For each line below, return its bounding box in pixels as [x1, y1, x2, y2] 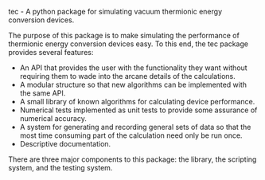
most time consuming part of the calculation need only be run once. [19, 131, 243, 140]
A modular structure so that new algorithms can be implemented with [19, 80, 247, 89]
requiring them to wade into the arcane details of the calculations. [19, 72, 236, 80]
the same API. [19, 88, 66, 98]
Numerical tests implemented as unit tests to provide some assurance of [19, 105, 258, 115]
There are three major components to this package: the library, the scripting [8, 155, 257, 164]
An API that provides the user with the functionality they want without [19, 63, 248, 72]
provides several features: [8, 48, 94, 57]
